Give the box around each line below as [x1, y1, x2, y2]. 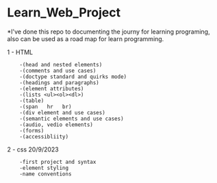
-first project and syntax [19, 158, 97, 165]
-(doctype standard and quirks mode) [19, 73, 127, 80]
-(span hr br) [19, 103, 72, 110]
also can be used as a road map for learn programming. [7, 34, 164, 42]
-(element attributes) [19, 85, 84, 92]
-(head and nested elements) [19, 61, 103, 68]
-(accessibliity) [19, 133, 69, 140]
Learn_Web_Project [7, 5, 121, 21]
